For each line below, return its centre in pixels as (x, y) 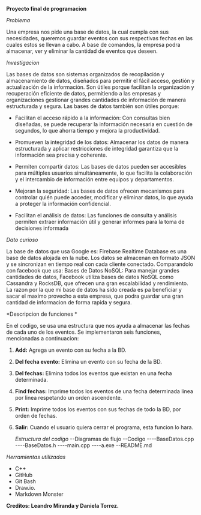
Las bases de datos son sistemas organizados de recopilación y (85, 74)
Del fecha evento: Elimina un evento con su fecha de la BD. (88, 362)
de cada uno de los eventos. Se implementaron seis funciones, (84, 332)
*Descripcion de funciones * (42, 314)
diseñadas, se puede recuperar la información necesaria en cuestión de (104, 124)
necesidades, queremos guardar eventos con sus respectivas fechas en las (100, 38)
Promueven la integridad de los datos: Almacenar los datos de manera (102, 142)
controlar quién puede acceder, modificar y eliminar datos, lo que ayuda (104, 197)
